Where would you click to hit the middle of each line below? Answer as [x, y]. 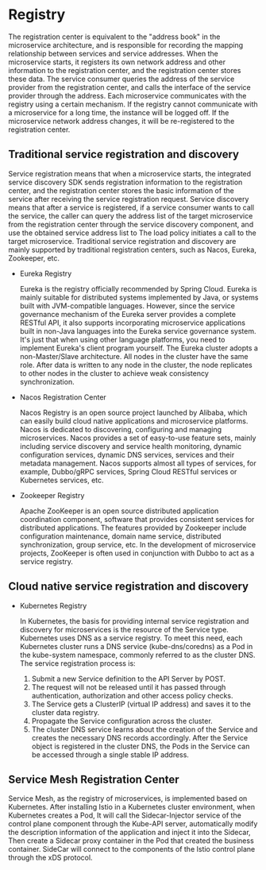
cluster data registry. [66, 712]
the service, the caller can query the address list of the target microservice [131, 215]
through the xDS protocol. [50, 858]
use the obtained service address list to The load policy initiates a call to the [132, 233]
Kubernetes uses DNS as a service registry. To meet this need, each [131, 638]
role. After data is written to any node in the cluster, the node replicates [136, 365]
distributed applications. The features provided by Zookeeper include [133, 528]
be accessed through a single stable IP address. [110, 754]
